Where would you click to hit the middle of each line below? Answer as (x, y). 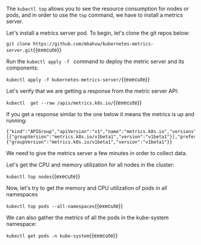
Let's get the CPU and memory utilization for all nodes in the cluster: (90, 165)
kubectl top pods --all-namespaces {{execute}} (65, 206)
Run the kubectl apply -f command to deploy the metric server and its (95, 61)
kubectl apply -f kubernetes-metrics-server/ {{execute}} (78, 79)
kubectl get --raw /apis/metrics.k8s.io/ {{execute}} (74, 102)
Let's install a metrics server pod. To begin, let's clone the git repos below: (98, 33)
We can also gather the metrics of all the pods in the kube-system (88, 217)
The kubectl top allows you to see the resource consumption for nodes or (98, 9)
